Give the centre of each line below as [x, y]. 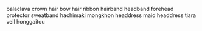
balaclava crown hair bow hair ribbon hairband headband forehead [90, 9]
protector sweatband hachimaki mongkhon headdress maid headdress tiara [101, 15]
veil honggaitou [26, 22]
